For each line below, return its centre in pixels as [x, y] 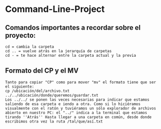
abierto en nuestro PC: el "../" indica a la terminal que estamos [76, 113]
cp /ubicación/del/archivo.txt [37, 91]
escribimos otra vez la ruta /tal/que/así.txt [54, 121]
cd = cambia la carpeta [30, 47]
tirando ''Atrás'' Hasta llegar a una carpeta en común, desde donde [79, 117]
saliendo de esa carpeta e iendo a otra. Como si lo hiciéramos [73, 104]
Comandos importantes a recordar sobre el [73, 28]
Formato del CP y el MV [42, 71]
